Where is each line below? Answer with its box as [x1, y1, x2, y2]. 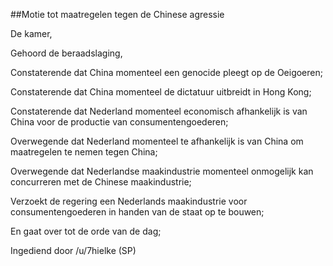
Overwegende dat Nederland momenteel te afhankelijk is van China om [10, 135, 304, 147]
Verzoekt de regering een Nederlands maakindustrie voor [10, 195, 248, 207]
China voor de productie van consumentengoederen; [10, 116, 229, 128]
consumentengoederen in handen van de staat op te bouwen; [10, 206, 265, 218]
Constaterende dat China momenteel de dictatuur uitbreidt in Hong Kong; [10, 86, 312, 98]
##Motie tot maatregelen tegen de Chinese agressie [10, 9, 225, 20]
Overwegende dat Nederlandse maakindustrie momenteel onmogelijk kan [10, 165, 314, 177]
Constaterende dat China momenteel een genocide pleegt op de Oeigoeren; [10, 67, 323, 78]
